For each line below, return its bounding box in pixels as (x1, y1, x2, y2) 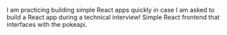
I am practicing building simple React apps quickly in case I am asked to (6, 6, 215, 14)
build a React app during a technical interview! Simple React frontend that (6, 13, 220, 21)
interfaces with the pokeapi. (6, 21, 88, 28)
